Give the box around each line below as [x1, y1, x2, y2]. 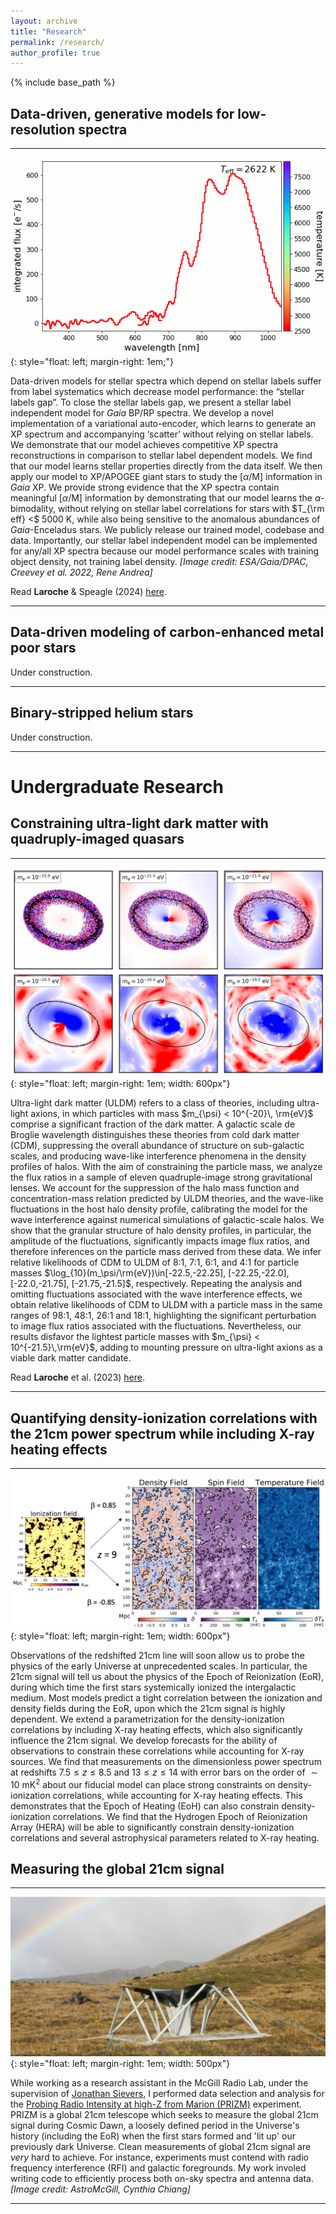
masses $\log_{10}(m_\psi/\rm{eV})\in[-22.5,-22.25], [10, 1267, 227, 1279]
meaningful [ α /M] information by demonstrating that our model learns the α [10, 492, 322, 504]
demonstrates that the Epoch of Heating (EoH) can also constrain [10, 1800, 280, 1812]
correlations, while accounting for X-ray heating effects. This [52, 1789, 303, 1801]
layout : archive [10, 16, 78, 26]
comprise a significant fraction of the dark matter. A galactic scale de [10, 1118, 296, 1130]
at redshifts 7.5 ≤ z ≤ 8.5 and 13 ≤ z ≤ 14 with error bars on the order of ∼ [10, 1766, 319, 1778]
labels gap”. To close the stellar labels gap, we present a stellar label [10, 396, 292, 409]
